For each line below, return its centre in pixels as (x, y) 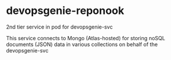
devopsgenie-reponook (65, 11)
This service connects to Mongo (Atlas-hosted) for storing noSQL (86, 38)
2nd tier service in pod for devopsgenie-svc (60, 27)
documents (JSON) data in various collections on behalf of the (82, 44)
